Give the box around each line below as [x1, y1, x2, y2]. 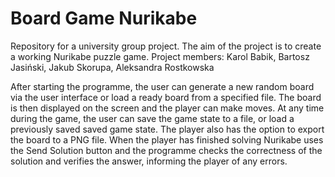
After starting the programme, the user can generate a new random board [10, 80, 315, 92]
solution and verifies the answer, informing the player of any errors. [10, 155, 288, 167]
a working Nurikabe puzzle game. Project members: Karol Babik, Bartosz [10, 50, 310, 62]
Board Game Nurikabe [10, 7, 198, 30]
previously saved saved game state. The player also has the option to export [10, 123, 325, 135]
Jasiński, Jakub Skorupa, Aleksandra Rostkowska [10, 61, 215, 73]
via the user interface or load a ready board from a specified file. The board [10, 91, 322, 103]
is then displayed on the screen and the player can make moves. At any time [10, 102, 325, 114]
